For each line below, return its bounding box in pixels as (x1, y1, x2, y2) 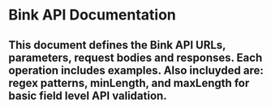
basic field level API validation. (8, 89, 168, 102)
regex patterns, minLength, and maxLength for (8, 76, 250, 90)
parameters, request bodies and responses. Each (8, 50, 263, 64)
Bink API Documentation (8, 6, 177, 24)
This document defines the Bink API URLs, (8, 38, 226, 52)
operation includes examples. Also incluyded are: (8, 63, 264, 77)
